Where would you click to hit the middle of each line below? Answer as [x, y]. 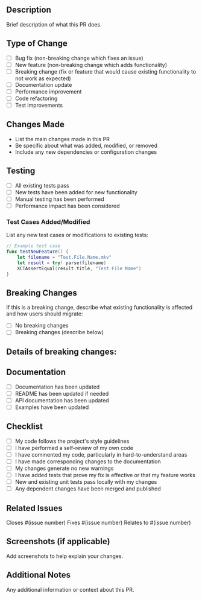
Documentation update [43, 84]
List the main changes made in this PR [62, 139]
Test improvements [39, 105]
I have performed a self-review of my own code [74, 448]
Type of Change [37, 44]
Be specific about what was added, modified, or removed [86, 145]
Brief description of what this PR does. [54, 24]
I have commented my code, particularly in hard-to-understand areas [101, 454]
